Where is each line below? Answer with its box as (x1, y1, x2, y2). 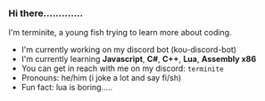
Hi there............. (8, 7, 84, 19)
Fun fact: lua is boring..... (21, 82, 113, 93)
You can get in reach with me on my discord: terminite (21, 63, 224, 74)
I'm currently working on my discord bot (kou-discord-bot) (21, 44, 237, 55)
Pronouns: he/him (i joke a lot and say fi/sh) (21, 73, 182, 83)
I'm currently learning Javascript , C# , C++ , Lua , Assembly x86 (21, 54, 257, 65)
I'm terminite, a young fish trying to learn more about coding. (8, 27, 232, 38)
